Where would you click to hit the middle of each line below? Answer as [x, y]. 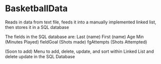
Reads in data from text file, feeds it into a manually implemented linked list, [81, 22]
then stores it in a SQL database [37, 27]
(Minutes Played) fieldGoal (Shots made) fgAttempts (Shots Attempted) [76, 42]
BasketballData [36, 9]
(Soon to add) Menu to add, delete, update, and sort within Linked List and [80, 51]
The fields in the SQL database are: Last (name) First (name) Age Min [74, 37]
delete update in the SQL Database [40, 56]
